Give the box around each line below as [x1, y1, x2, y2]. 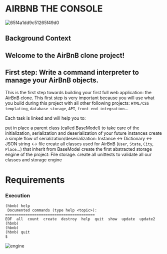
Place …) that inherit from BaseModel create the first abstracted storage [5, 146, 152, 152]
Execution [5, 192, 30, 199]
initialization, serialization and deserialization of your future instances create [5, 130, 162, 136]
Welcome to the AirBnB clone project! [5, 51, 125, 60]
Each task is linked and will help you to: [5, 115, 86, 121]
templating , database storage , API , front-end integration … [5, 105, 129, 111]
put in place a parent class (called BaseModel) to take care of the [5, 125, 139, 131]
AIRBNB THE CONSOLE [5, 3, 103, 15]
